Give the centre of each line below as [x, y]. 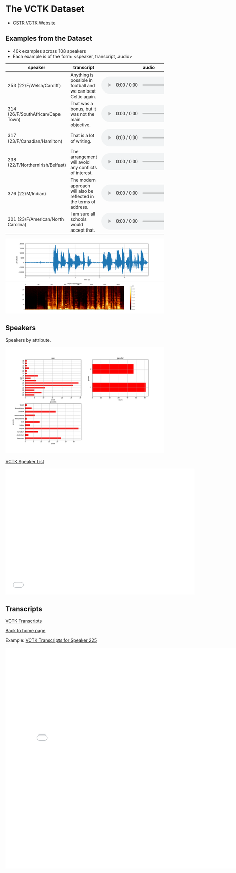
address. [79, 207]
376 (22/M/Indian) [27, 193]
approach [80, 186]
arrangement [84, 157]
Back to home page [25, 631]
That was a [82, 103]
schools [78, 219]
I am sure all [83, 214]
